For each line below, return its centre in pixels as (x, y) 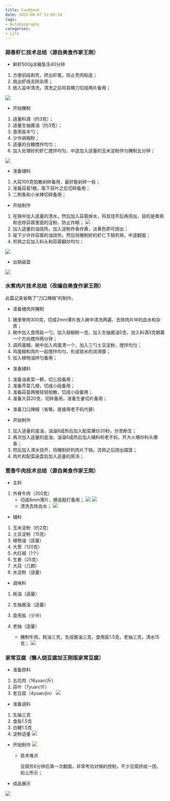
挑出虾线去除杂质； (33, 81)
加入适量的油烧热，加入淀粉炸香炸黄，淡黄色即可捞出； (70, 229)
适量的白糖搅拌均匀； (35, 144)
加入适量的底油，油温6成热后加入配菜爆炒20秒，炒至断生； (75, 430)
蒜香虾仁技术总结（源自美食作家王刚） (52, 52)
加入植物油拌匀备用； (35, 358)
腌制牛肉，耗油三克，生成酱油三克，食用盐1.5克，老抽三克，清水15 (90, 637)
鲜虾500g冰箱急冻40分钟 (39, 65)
